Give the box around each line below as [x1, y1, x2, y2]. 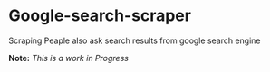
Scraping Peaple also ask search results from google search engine [8, 35, 261, 46]
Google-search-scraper [8, 5, 192, 26]
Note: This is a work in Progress [8, 52, 129, 63]
